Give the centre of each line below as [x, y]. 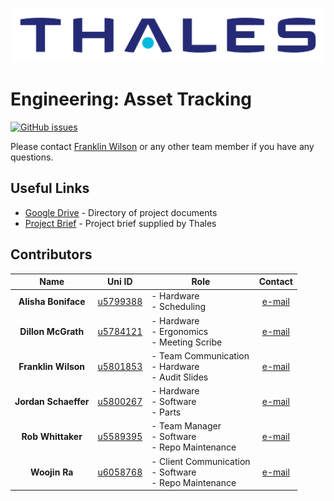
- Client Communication [201, 461]
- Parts [166, 412]
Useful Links [50, 188]
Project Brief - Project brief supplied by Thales [120, 223]
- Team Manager [186, 426]
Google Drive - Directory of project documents [121, 212]
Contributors [51, 254]
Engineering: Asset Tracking [131, 99]
